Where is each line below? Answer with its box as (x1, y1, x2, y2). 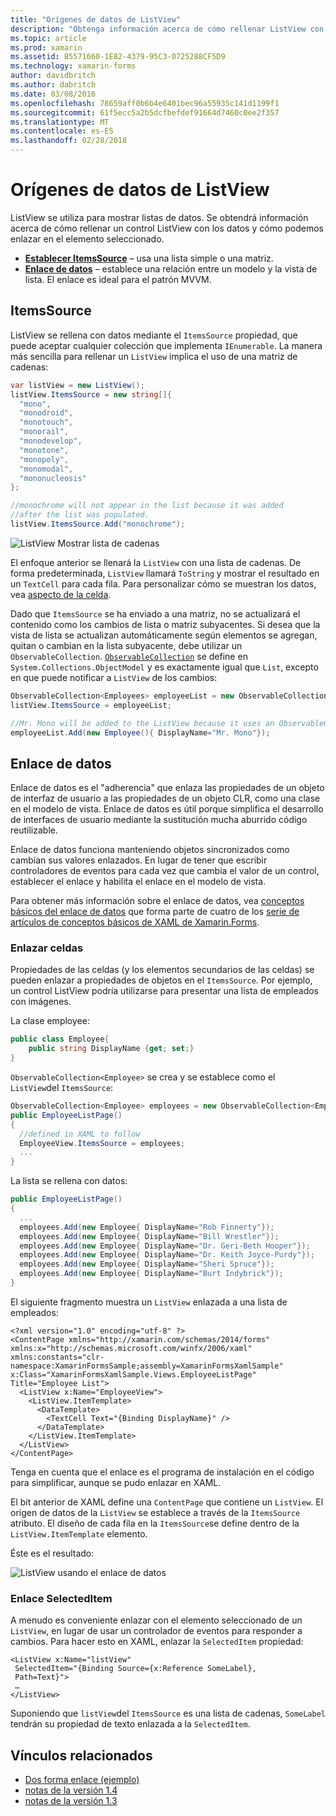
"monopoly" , (19, 454, 70, 465)
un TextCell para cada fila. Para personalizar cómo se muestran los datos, (10, 577, 317, 590)
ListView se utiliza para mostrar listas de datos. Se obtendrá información (10, 211, 309, 223)
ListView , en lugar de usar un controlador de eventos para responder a (10, 1625, 303, 1637)
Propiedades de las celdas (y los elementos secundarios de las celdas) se (10, 964, 315, 976)
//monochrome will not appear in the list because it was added (10, 501, 284, 511)
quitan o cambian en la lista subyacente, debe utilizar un (10, 639, 243, 651)
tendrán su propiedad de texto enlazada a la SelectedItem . (10, 1718, 251, 1730)
